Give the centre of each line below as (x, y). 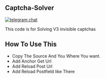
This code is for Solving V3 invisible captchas (50, 29)
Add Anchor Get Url (32, 61)
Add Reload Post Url (32, 66)
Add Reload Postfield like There (43, 71)
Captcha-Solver (30, 8)
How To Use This (31, 44)
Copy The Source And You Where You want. (56, 56)
